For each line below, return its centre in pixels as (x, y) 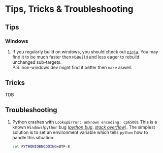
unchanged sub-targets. (37, 62)
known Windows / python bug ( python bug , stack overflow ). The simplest (83, 127)
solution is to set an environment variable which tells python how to (80, 132)
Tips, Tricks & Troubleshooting (69, 9)
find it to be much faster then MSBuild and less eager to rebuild (76, 57)
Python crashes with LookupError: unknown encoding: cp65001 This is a (84, 122)
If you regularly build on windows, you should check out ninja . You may (85, 51)
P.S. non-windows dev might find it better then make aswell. (72, 67)
